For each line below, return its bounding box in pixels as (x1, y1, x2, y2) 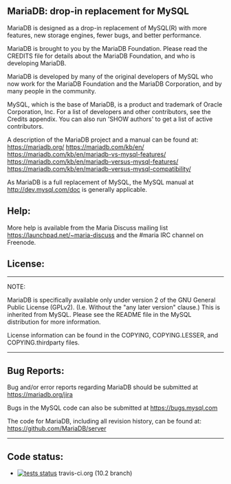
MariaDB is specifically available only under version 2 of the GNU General (7, 296, 216, 305)
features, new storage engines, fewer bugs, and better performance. (7, 31, 201, 39)
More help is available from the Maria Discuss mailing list (7, 223, 168, 232)
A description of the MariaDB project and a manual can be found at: (7, 135, 199, 144)
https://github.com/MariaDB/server (7, 424, 107, 432)
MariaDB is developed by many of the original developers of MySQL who (7, 72, 213, 80)
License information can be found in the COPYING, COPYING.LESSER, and (7, 331, 219, 340)
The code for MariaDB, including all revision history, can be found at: (7, 417, 201, 426)
